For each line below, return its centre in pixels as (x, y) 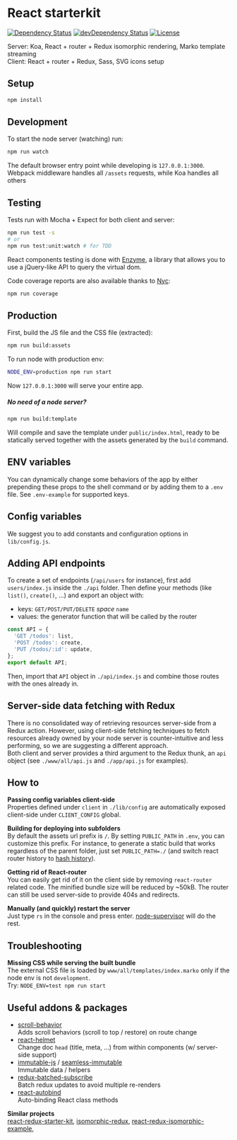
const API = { (28, 630)
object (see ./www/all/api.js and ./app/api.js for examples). (98, 760)
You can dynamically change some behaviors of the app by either (103, 479)
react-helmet (36, 1040)
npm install (25, 100)
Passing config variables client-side (61, 800)
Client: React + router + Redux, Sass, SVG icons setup (86, 61)
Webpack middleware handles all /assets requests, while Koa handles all (113, 173)
